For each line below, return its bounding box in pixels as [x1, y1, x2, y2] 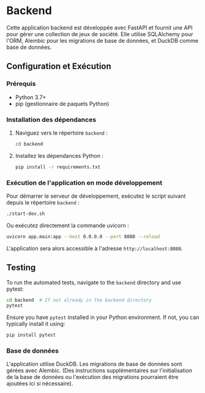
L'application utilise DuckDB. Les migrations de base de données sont [6, 361, 182, 368]
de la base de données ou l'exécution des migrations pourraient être [6, 373, 179, 381]
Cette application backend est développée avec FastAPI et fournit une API [6, 24, 193, 31]
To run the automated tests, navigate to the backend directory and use [6, 279, 182, 286]
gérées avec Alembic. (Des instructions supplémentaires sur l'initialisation [6, 367, 193, 374]
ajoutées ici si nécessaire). [6, 380, 73, 387]
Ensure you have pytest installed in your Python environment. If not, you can [6, 313, 199, 321]
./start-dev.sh [6, 211, 45, 217]
